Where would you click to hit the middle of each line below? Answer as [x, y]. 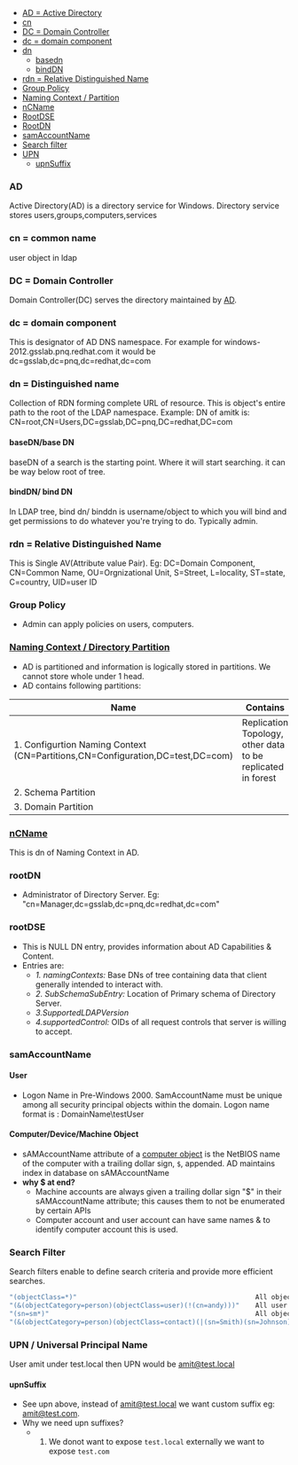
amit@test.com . [51, 1414]
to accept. [54, 1031]
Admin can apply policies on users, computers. [108, 624]
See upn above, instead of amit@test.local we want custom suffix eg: [148, 1404]
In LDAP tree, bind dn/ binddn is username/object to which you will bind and [148, 511]
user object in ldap [43, 257]
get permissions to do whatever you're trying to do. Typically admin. [134, 521]
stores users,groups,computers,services [83, 215]
